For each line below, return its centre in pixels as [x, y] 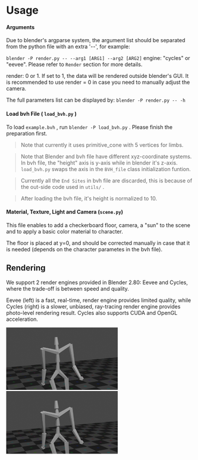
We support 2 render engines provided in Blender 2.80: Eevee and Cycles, [97, 282]
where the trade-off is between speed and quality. [68, 288]
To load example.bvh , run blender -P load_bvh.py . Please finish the [89, 127]
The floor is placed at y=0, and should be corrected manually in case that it [98, 243]
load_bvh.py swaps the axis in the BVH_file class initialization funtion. [106, 169]
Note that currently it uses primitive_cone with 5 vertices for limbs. [102, 145]
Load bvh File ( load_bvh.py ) [42, 114]
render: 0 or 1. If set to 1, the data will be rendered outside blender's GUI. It [98, 76]
